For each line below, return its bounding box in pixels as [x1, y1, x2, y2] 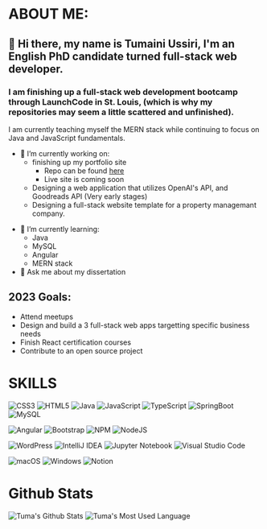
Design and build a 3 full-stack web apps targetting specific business [19, 320, 250, 330]
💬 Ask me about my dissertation [19, 267, 126, 276]
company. [31, 209, 66, 218]
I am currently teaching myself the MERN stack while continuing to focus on [8, 124, 260, 134]
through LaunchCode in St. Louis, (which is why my [8, 96, 213, 107]
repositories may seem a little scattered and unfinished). [8, 106, 235, 118]
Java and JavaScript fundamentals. [8, 133, 126, 143]
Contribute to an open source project [19, 345, 143, 355]
